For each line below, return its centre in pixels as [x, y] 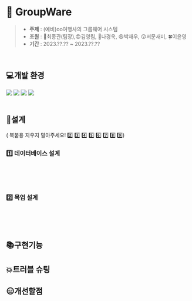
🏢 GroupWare [39, 12]
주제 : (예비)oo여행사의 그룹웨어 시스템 [73, 29]
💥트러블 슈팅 [28, 269]
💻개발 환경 [25, 76]
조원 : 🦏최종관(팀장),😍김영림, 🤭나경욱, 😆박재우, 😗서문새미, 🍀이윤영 [108, 36]
